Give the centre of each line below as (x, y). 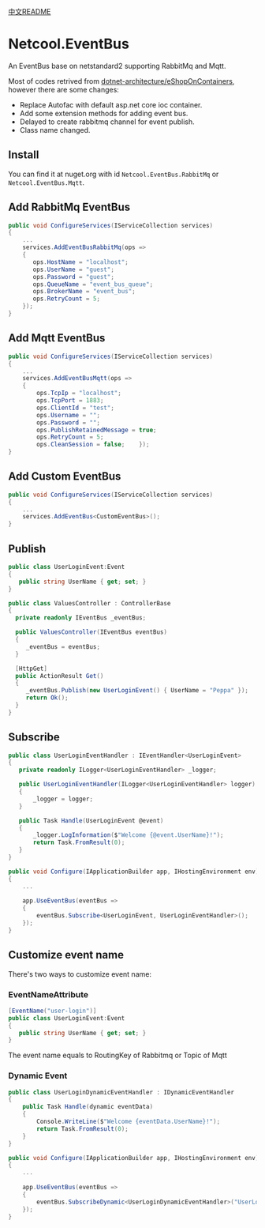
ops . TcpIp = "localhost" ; (79, 394)
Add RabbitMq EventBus (69, 207)
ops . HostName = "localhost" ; (80, 262)
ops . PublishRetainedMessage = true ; (97, 430)
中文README (30, 11)
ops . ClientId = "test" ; (75, 408)
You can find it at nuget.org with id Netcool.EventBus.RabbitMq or (114, 174)
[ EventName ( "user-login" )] (52, 1011)
